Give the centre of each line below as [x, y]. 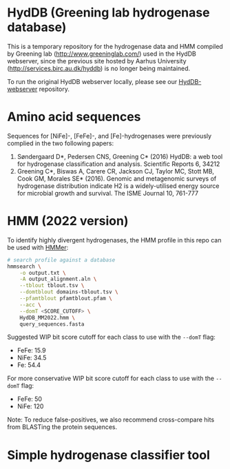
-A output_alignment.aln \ [58, 279]
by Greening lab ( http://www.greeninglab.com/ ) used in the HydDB [102, 54]
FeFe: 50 [30, 399]
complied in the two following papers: [61, 143]
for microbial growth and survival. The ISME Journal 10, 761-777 [107, 193]
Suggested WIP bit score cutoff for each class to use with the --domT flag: [111, 337]
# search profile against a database [61, 260]
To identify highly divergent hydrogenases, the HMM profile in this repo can [114, 240]
